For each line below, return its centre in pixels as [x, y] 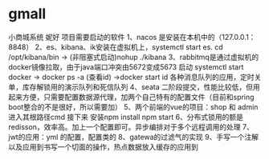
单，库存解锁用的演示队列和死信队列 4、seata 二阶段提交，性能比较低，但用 [134, 87]
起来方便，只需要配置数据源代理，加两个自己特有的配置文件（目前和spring [131, 97]
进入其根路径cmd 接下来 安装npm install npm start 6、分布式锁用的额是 [126, 117]
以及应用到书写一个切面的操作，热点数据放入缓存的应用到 [103, 147]
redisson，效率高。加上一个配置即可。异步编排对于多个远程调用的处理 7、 [131, 127]
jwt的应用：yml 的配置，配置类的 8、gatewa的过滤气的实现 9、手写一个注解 [134, 137]
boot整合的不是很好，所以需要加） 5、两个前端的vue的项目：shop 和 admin [133, 107]
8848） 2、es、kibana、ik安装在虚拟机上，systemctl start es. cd [116, 47]
